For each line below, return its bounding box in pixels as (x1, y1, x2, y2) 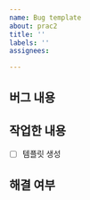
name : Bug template (9, 13, 82, 22)
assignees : (9, 47, 50, 56)
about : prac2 (9, 22, 58, 30)
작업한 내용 (9, 123, 67, 138)
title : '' (9, 30, 46, 39)
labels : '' (9, 38, 50, 48)
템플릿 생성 (21, 149, 61, 160)
